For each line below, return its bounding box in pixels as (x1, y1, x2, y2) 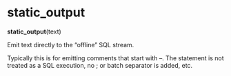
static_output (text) (7, 27, 62, 36)
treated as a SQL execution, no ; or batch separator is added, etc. (7, 61, 193, 69)
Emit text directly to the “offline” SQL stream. (7, 40, 134, 49)
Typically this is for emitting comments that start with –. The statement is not (7, 53, 224, 62)
